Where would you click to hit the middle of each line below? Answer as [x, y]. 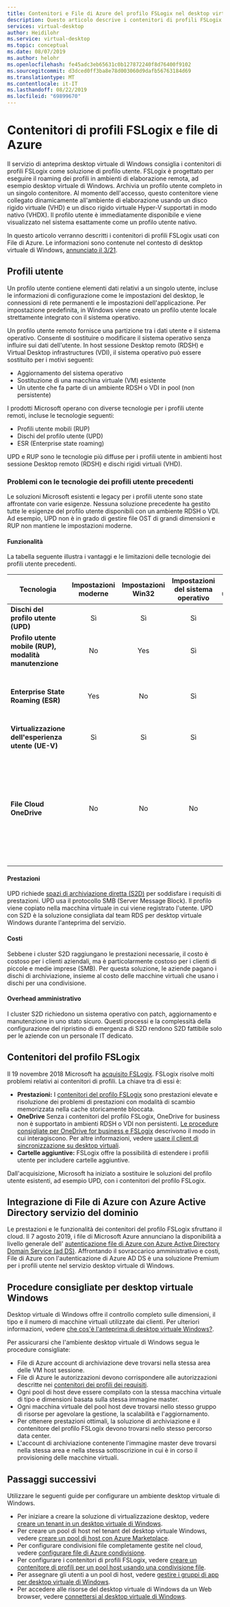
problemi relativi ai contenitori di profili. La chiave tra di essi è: [94, 1081]
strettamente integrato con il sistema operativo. [74, 317]
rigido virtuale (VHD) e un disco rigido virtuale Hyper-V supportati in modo [112, 207]
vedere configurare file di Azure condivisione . [81, 1553]
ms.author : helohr [33, 58]
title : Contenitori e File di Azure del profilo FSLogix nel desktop [108, 13]
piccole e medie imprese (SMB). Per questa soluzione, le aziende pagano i [112, 968]
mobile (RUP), [34, 647]
